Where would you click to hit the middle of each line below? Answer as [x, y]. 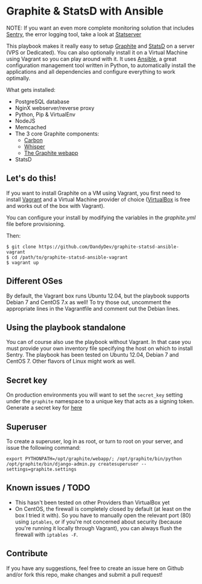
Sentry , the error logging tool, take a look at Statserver [74, 34]
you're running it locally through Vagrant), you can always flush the [98, 528]
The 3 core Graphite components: [57, 134]
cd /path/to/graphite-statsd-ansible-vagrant [70, 257]
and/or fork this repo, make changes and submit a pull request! [84, 574]
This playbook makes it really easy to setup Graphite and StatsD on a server [100, 46]
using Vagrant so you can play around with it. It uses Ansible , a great [91, 59]
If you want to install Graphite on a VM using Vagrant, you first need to [93, 193]
